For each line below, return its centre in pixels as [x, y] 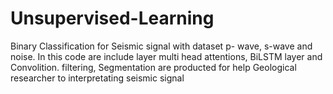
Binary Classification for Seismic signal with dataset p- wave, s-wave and [161, 46]
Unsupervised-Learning [112, 18]
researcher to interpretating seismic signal [97, 78]
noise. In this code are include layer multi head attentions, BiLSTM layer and [166, 56]
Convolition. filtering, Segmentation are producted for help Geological [153, 67]
